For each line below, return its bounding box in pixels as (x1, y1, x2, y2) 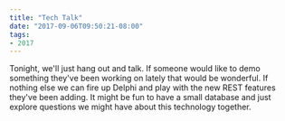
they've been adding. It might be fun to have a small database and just (9, 92, 271, 103)
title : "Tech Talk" (9, 13, 83, 23)
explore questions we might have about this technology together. (9, 101, 252, 113)
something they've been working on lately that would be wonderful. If (9, 73, 269, 84)
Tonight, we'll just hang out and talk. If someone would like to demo (9, 63, 261, 74)
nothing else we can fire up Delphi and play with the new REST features (9, 82, 276, 93)
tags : (9, 30, 30, 39)
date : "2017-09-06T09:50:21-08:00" (9, 22, 144, 31)
